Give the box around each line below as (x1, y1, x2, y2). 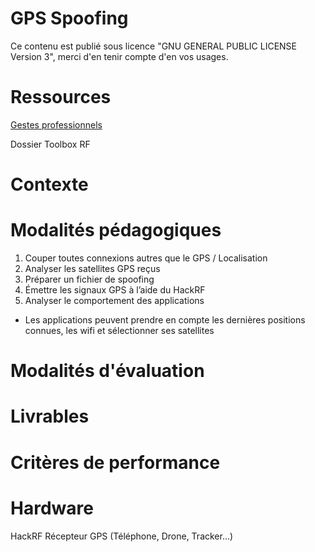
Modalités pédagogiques (10, 219, 222, 242)
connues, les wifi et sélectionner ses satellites (24, 325, 215, 336)
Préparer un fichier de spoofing (24, 273, 155, 285)
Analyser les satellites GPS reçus (24, 263, 161, 274)
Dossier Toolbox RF (10, 138, 91, 150)
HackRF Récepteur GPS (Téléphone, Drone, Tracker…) (10, 530, 234, 542)
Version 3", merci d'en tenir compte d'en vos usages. (10, 50, 229, 62)
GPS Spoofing (10, 7, 129, 30)
